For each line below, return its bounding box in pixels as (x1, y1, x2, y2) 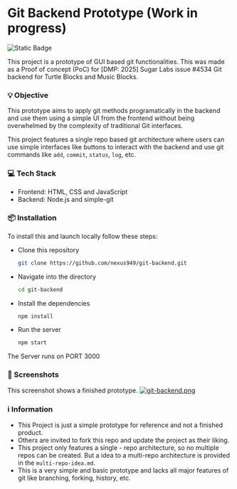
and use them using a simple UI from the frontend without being (7, 114, 195, 122)
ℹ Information (7, 404, 53, 414)
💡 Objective (7, 90, 48, 100)
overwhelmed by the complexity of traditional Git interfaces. (7, 122, 184, 130)
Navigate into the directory (17, 272, 97, 281)
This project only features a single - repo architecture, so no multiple (17, 443, 219, 452)
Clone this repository (17, 245, 80, 254)
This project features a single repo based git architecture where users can (7, 135, 225, 144)
